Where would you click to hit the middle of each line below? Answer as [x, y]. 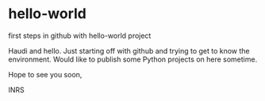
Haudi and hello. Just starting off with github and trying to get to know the [129, 50]
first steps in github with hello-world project [80, 36]
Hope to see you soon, [45, 74]
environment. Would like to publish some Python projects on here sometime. [133, 59]
